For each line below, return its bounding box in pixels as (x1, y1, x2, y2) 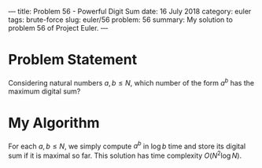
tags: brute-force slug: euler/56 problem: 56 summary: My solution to (8, 15, 234, 24)
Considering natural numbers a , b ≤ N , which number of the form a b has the (8, 76, 254, 87)
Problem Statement (8, 51, 138, 69)
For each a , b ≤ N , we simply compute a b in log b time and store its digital (8, 140, 246, 151)
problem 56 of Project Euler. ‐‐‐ (8, 24, 109, 32)
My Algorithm (8, 114, 100, 132)
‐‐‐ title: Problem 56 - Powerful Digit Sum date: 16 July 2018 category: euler (8, 7, 252, 16)
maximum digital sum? (8, 86, 81, 96)
